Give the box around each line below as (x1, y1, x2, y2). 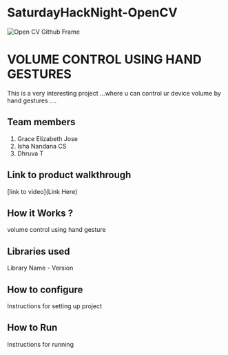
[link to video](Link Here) (7, 187, 78, 195)
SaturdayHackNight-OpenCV (7, 5, 178, 21)
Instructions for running (7, 340, 74, 348)
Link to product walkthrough (7, 169, 132, 181)
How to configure (7, 283, 83, 295)
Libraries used (7, 246, 70, 257)
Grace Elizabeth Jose (17, 134, 78, 142)
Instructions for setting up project (7, 301, 102, 310)
